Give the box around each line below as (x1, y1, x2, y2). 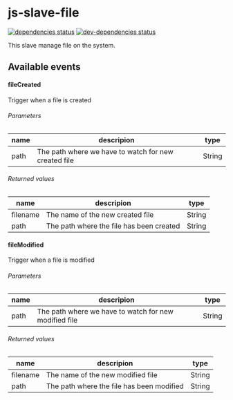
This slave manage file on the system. (8, 41, 116, 49)
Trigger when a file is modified (8, 256, 95, 264)
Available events (8, 61, 82, 73)
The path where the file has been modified (46, 381, 184, 391)
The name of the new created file (46, 209, 154, 219)
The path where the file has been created (46, 221, 180, 231)
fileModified (8, 240, 44, 249)
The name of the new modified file (46, 370, 158, 379)
